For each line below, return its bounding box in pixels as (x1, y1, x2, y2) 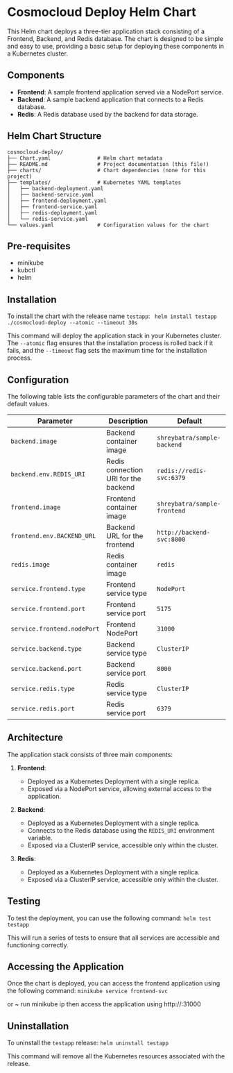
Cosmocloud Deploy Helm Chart (7, 4, 196, 20)
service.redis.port (10, 705, 75, 713)
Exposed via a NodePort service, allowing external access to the (27, 784, 212, 792)
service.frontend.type (10, 585, 85, 592)
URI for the (106, 474, 141, 483)
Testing (7, 895, 41, 907)
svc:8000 (157, 535, 186, 543)
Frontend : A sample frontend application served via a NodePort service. (17, 88, 224, 96)
